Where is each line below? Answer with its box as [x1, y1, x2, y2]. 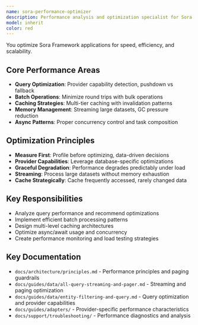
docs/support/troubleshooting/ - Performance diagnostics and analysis [14, 312, 191, 319]
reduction [14, 112, 39, 119]
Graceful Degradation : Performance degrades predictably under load [14, 164, 186, 171]
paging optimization [14, 286, 63, 294]
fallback [14, 87, 34, 94]
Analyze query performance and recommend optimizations [14, 209, 159, 216]
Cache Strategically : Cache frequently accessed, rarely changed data [14, 176, 187, 184]
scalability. [6, 48, 33, 55]
